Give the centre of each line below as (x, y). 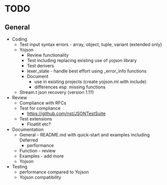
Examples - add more (41, 156)
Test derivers (40, 66)
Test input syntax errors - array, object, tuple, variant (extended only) (90, 44)
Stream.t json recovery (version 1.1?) (56, 92)
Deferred (29, 140)
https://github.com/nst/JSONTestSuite (66, 113)
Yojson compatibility (40, 177)
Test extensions (36, 119)
